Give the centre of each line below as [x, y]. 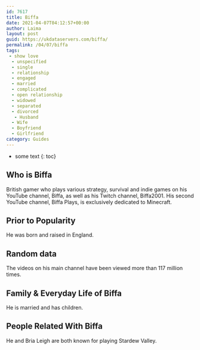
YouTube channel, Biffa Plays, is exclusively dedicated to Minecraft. [89, 202]
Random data [31, 254]
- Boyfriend [27, 128]
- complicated [29, 89]
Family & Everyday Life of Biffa [64, 293]
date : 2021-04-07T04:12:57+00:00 [48, 23]
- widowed [24, 100]
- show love [24, 56]
